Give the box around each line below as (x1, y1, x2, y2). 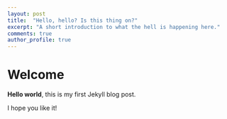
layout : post (7, 10, 46, 18)
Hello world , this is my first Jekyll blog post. (7, 90, 136, 99)
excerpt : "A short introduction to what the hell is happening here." (7, 23, 221, 30)
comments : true (7, 30, 52, 37)
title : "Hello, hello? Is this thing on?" (7, 17, 138, 24)
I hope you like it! (7, 104, 57, 113)
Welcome (7, 67, 65, 83)
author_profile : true (7, 37, 72, 44)
